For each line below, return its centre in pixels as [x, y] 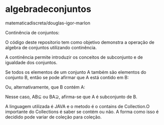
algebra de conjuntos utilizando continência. [51, 47]
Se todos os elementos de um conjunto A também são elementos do [76, 72]
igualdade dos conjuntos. [31, 62]
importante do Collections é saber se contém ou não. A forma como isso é [82, 112]
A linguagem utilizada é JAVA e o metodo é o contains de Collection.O [77, 106]
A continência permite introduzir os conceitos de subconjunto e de [74, 57]
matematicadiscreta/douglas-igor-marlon [48, 23]
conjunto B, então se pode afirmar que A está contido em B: [67, 77]
